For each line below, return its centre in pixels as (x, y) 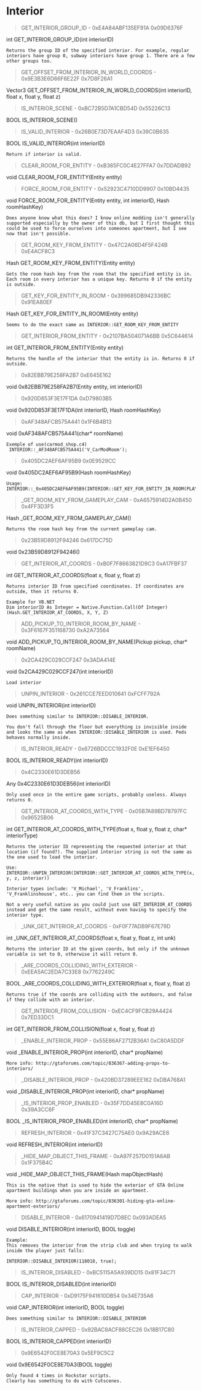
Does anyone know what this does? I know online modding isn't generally (101, 218)
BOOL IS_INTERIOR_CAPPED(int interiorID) (59, 1341)
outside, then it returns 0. (43, 591)
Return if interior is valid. (44, 154)
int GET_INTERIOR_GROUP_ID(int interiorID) (60, 39)
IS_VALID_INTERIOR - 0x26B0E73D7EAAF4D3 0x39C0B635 (95, 131)
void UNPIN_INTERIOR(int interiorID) (51, 705)
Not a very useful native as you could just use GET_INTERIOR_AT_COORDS (99, 904)
